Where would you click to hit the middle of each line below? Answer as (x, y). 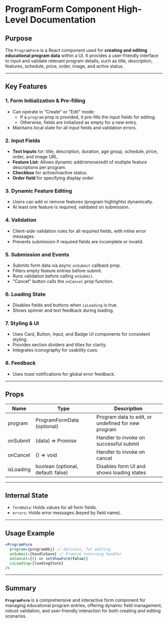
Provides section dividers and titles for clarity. (59, 345)
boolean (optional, (57, 466)
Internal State (27, 495)
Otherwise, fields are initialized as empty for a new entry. (78, 122)
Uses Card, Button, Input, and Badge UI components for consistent (81, 334)
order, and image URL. (35, 156)
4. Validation (21, 220)
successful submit (118, 444)
